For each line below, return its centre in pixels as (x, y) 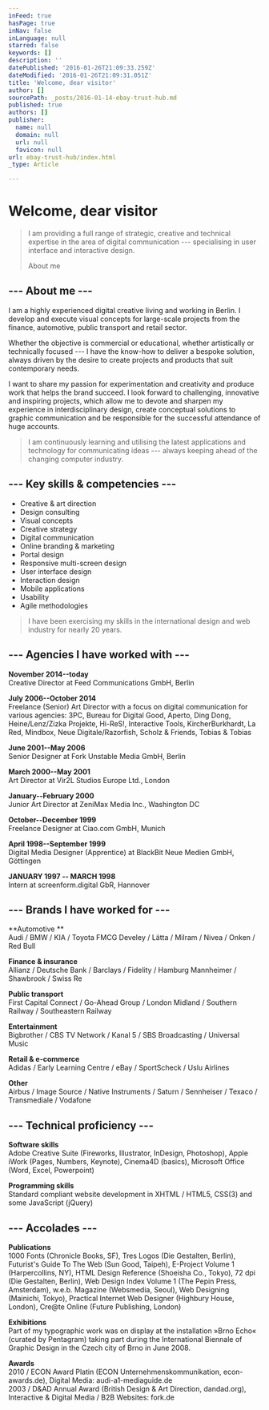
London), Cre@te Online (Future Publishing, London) (95, 1307)
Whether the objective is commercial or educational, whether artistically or (131, 343)
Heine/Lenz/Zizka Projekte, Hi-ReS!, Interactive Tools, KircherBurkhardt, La (132, 723)
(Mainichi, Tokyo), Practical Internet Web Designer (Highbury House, (121, 1298)
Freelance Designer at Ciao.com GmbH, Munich (87, 828)
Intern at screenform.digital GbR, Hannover (79, 885)
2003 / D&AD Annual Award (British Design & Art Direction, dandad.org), (127, 1388)
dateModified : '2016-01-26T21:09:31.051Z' (80, 75)
